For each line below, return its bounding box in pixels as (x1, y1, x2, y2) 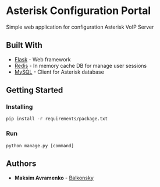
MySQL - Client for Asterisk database (14, 68, 105, 75)
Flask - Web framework (14, 56, 71, 63)
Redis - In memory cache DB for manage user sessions (14, 62, 147, 69)
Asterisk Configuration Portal (6, 4, 151, 18)
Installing (6, 103, 33, 111)
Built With (6, 40, 42, 50)
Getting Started (6, 85, 63, 95)
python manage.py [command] (6, 143, 74, 148)
